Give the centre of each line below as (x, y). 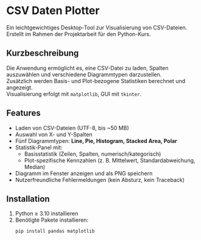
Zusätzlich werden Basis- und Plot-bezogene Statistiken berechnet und (96, 81)
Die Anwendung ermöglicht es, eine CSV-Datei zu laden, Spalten (87, 68)
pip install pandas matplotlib (55, 231)
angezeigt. (19, 87)
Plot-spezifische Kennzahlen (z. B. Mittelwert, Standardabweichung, (110, 160)
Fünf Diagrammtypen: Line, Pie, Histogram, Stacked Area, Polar (96, 140)
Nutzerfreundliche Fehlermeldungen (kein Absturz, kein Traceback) (100, 180)
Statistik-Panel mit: (39, 147)
